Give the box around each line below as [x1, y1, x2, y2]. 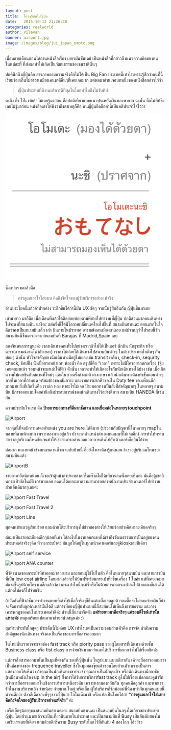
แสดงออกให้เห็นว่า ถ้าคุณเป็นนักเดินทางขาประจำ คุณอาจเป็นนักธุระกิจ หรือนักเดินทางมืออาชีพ [5, 668, 160, 674]
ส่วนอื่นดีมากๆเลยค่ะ [5, 484, 39, 490]
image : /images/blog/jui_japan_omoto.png [5, 41, 95, 46]
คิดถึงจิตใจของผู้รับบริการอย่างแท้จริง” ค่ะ [5, 697, 74, 703]
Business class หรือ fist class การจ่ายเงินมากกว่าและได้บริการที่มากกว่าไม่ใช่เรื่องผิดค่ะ [5, 647, 158, 653]
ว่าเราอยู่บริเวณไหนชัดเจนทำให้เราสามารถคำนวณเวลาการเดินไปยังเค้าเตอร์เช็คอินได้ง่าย [5, 436, 149, 442]
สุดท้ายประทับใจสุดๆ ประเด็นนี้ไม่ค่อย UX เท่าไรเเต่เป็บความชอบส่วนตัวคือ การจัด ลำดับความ [5, 625, 159, 631]
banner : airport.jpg [5, 35, 50, 40]
